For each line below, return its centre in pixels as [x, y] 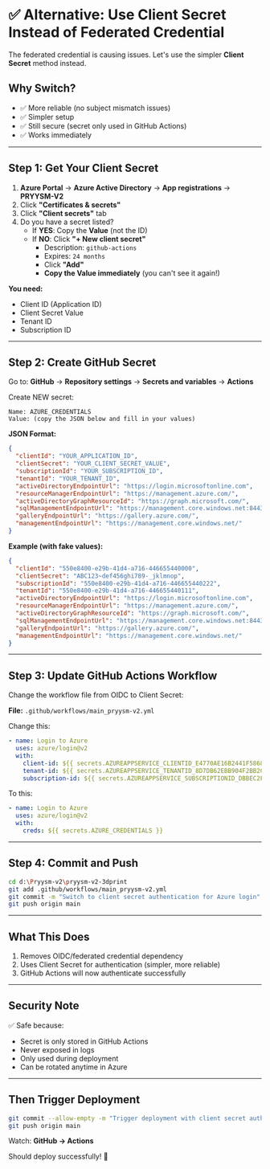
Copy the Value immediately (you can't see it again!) [132, 273]
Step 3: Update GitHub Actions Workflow [113, 675]
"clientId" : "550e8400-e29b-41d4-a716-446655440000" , [107, 568]
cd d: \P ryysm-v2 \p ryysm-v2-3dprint [68, 881]
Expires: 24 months [75, 255]
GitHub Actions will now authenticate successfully [103, 973]
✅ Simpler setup [47, 116]
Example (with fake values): [55, 546]
